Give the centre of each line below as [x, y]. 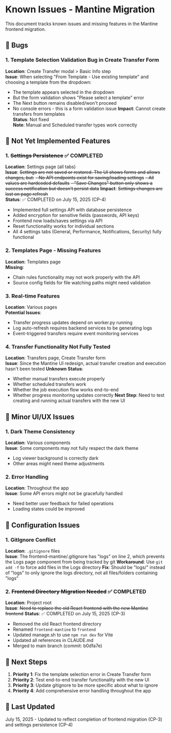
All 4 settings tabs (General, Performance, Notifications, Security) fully [87, 232]
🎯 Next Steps [26, 662]
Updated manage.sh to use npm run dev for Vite [63, 635]
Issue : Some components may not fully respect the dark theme [72, 448]
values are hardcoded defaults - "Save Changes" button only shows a [79, 183]
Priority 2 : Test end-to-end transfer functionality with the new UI [81, 680]
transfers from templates [39, 114]
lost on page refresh [27, 194]
